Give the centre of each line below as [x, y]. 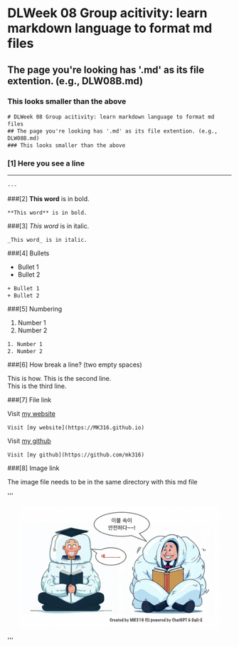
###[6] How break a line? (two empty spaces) [75, 365]
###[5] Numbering [35, 309]
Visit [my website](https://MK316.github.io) [76, 428]
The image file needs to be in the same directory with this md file [102, 482]
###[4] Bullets [28, 253]
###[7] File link [30, 400]
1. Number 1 [25, 345]
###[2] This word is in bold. [49, 199]
